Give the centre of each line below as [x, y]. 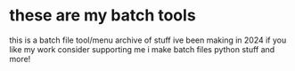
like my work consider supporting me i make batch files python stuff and [142, 49]
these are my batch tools [102, 16]
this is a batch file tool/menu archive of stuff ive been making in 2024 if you [148, 40]
